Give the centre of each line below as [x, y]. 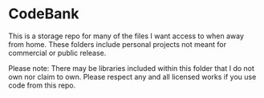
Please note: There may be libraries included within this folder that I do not [132, 68]
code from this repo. [42, 85]
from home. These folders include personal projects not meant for [118, 44]
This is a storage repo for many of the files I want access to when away [126, 36]
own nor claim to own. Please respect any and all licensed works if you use [132, 76]
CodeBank [44, 14]
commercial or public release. [57, 53]
